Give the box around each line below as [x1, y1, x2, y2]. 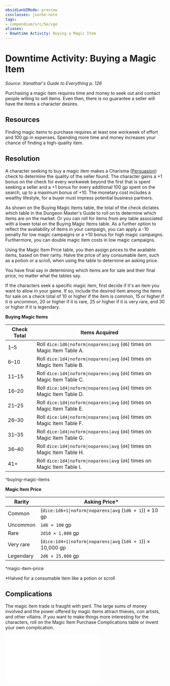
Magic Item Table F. [36, 420, 83, 427]
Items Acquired [80, 329, 119, 336]
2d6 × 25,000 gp [40, 552, 79, 559]
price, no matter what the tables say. [5, 272, 81, 278]
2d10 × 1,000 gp [40, 530, 79, 537]
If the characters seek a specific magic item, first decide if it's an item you [5, 282, 159, 289]
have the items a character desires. [5, 101, 79, 107]
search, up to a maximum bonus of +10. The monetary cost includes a [5, 189, 151, 195]
